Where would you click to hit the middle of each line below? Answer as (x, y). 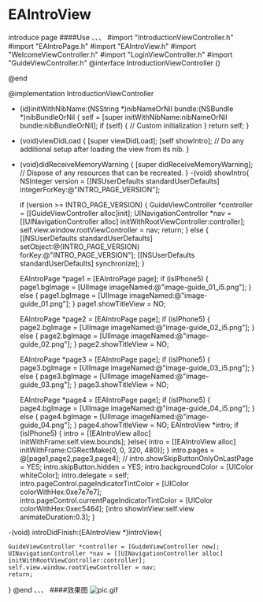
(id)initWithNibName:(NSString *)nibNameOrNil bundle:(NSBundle (126, 109)
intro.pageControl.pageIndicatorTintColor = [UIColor (104, 483)
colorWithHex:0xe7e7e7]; (61, 492)
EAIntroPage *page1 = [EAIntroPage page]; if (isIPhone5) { (114, 278)
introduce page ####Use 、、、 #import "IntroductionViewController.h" (121, 37)
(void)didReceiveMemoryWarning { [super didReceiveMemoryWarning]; (136, 164)
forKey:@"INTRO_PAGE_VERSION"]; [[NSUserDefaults (107, 255)
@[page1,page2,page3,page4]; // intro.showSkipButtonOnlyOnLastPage (136, 458)
